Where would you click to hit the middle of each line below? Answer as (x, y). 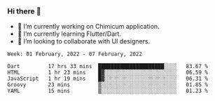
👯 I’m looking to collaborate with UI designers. (84, 41)
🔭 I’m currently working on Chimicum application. (88, 27)
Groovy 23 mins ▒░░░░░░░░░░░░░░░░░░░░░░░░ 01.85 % (108, 85)
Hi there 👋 (25, 11)
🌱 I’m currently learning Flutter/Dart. (69, 34)
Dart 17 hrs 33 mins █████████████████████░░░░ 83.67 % (108, 67)
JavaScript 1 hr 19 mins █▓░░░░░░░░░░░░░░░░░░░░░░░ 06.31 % (108, 79)
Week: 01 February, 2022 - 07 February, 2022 (75, 54)
